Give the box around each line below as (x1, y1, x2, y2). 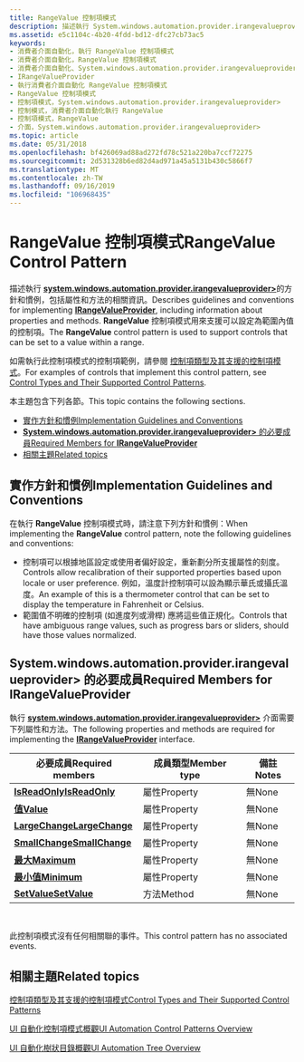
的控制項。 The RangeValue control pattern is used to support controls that (9, 326, 288, 337)
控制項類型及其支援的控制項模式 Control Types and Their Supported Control (9, 994, 290, 1006)
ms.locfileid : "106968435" (9, 190, 111, 199)
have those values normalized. (22, 629, 138, 640)
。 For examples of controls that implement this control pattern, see (17, 366, 267, 377)
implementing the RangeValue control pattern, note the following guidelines (9, 527, 292, 539)
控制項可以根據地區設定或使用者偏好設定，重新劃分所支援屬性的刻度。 (22, 556, 285, 567)
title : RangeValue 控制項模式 (9, 13, 117, 23)
